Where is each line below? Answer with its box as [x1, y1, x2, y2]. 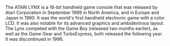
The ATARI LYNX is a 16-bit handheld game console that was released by [5, 4, 158, 10]
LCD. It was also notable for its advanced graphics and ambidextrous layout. [5, 20, 165, 26]
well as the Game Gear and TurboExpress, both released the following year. [5, 31, 163, 36]
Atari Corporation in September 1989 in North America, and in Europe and [5, 9, 159, 15]
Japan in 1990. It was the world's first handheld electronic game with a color [5, 15, 165, 20]
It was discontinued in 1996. [5, 36, 64, 42]
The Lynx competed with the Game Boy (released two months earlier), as [5, 25, 158, 31]
